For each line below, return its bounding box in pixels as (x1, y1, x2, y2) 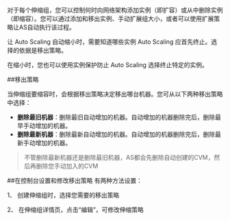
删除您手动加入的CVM (36, 162, 99, 170)
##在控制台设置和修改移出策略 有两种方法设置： (7, 177, 142, 184)
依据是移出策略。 (18, 47, 67, 54)
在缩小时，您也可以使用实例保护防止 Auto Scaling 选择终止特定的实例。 (7, 61, 209, 69)
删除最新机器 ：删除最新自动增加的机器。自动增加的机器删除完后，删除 (16, 130, 216, 138)
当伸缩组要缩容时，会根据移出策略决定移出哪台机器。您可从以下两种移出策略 (7, 90, 223, 98)
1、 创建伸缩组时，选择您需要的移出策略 (7, 191, 120, 199)
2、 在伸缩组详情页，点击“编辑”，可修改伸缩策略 (7, 206, 144, 214)
